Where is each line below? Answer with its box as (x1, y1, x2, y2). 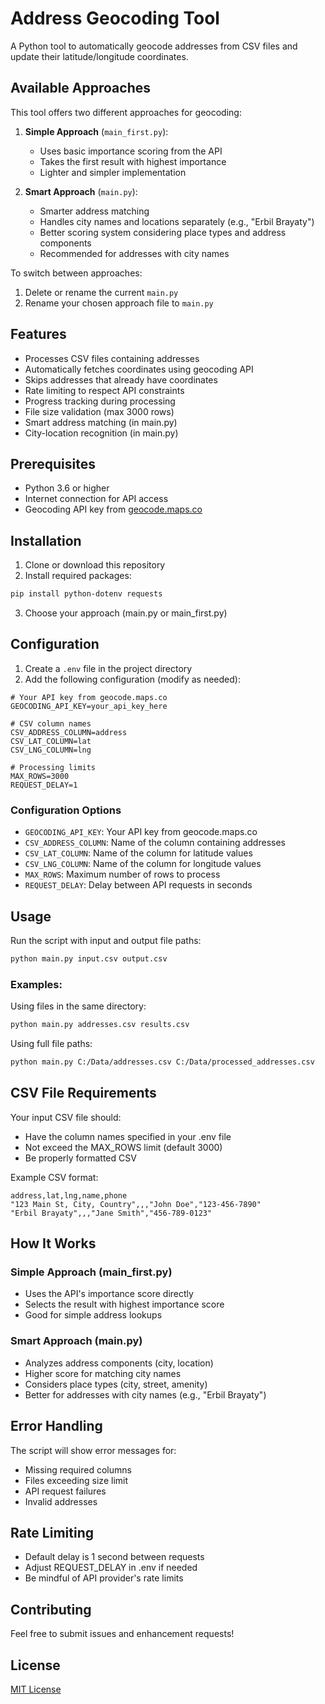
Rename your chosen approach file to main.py (24, 297, 214, 309)
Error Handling (10, 1418, 103, 1435)
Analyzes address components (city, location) (24, 1357, 214, 1369)
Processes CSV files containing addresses (24, 352, 200, 364)
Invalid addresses (24, 1495, 98, 1507)
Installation (10, 532, 82, 549)
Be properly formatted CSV (24, 1152, 137, 1164)
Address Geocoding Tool (10, 7, 220, 30)
